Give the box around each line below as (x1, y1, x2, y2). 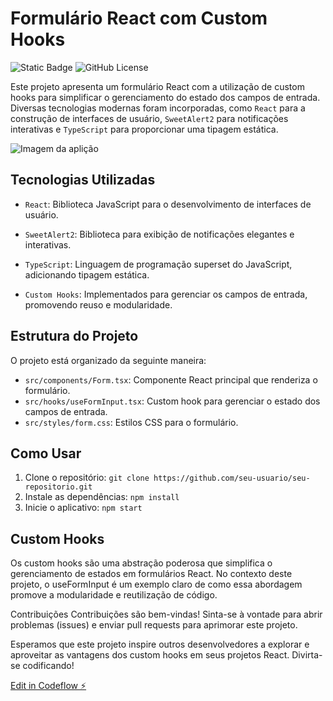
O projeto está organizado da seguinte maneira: (10, 354, 207, 366)
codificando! (22, 660, 75, 672)
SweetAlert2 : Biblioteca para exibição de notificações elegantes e (24, 228, 295, 240)
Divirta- (291, 649, 323, 661)
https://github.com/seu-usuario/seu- (153, 473, 311, 484)
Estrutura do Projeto (10, 328, 139, 345)
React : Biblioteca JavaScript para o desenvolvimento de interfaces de (24, 198, 312, 210)
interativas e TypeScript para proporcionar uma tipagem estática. (10, 123, 279, 135)
